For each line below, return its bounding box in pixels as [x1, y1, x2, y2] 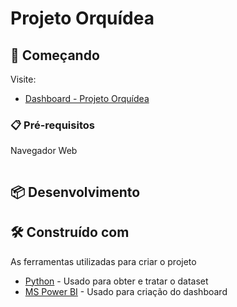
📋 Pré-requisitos [10, 118, 95, 132]
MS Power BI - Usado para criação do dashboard [24, 285, 228, 297]
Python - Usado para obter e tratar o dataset [24, 275, 209, 287]
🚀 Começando [10, 47, 100, 64]
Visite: [10, 73, 37, 85]
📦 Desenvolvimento [10, 183, 141, 201]
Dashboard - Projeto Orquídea [24, 93, 150, 104]
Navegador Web [10, 145, 78, 157]
